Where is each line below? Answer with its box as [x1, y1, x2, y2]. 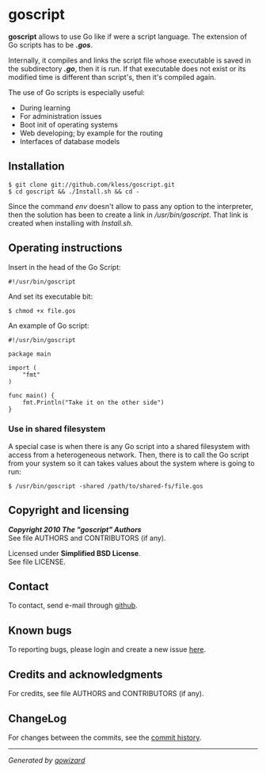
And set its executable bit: [8, 291, 93, 301]
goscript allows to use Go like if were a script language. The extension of [8, 32, 248, 41]
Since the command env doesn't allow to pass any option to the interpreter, [8, 201, 253, 211]
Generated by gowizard [8, 755, 85, 765]
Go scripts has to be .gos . [8, 40, 93, 49]
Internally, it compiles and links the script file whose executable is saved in [8, 55, 252, 65]
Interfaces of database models [19, 136, 120, 146]
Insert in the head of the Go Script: [8, 262, 121, 272]
